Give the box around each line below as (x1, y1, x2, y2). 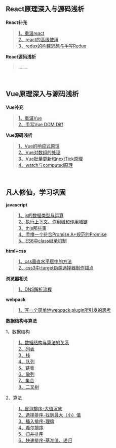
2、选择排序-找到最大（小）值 (18, 412, 81, 418)
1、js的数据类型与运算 (18, 213, 64, 219)
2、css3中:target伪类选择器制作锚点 (18, 265, 94, 271)
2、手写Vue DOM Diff (18, 121, 64, 127)
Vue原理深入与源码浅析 (6, 89, 79, 98)
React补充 (6, 19, 27, 25)
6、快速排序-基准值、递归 (18, 437, 72, 443)
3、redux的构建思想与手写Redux (18, 43, 87, 49)
